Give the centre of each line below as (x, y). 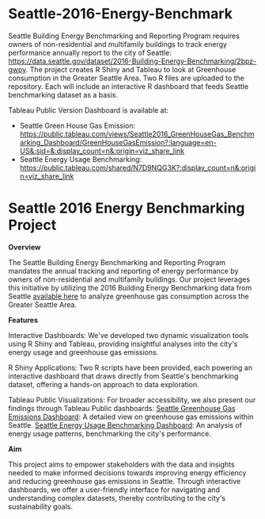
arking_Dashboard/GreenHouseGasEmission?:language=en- (118, 142)
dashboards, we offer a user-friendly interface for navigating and (114, 490)
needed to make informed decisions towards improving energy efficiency (127, 472)
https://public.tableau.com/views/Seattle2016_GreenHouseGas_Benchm (137, 134)
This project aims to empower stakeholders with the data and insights (121, 464)
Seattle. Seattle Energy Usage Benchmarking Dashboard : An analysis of (125, 425)
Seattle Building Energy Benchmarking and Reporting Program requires (124, 36)
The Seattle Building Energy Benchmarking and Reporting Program (117, 262)
